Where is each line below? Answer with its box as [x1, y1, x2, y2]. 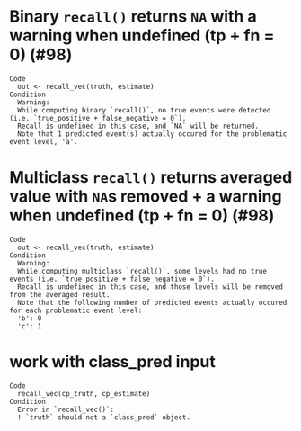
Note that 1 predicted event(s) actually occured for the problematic [17, 129, 288, 139]
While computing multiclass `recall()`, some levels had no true [17, 266, 268, 275]
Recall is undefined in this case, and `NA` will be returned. [17, 121, 259, 130]
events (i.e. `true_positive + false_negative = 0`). [9, 274, 216, 283]
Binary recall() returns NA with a [9, 6, 258, 27]
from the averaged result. [9, 290, 111, 299]
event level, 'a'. [9, 137, 78, 146]
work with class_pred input [9, 352, 216, 373]
